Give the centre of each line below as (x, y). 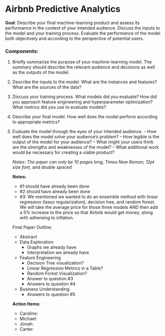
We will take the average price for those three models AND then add (89, 207)
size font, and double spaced (42, 167)
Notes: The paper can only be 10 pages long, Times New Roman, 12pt (83, 162)
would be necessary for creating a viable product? (63, 152)
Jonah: (27, 324)
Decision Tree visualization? (55, 263)
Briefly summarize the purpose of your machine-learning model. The (82, 62)
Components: (22, 51)
